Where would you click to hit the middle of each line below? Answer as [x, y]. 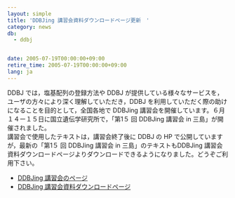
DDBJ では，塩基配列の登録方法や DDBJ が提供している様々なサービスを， [115, 93]
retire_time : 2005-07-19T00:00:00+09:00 [67, 65]
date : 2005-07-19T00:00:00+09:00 [56, 59]
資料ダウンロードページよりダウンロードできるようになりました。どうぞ [112, 154]
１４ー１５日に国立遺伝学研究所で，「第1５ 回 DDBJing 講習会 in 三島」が [113, 119]
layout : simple [29, 14]
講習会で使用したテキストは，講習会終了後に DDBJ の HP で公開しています [115, 136]
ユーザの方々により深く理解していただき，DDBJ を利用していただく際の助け [117, 101]
